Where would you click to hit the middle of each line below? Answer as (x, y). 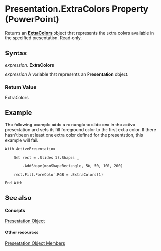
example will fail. (22, 140)
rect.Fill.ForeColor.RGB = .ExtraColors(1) (59, 174)
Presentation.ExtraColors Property (77, 9)
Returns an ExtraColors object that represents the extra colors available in (80, 33)
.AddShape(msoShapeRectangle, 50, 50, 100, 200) (73, 166)
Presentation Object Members (35, 243)
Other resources (22, 233)
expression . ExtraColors (30, 65)
